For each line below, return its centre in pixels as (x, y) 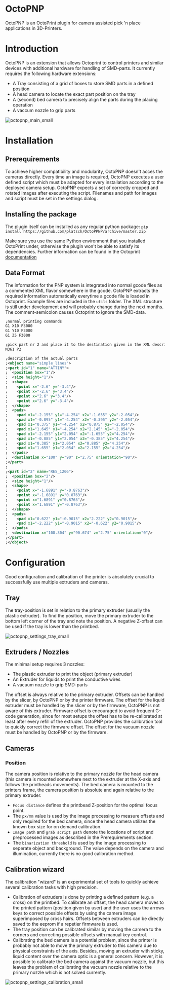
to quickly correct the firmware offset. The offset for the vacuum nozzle (80, 727)
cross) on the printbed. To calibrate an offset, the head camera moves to (88, 902)
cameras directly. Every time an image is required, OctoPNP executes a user (85, 177)
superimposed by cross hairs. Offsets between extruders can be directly (88, 919)
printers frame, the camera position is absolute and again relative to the (80, 790)
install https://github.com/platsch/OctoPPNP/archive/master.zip (75, 231)
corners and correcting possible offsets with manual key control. (80, 934)
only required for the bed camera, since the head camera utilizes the (84, 821)
